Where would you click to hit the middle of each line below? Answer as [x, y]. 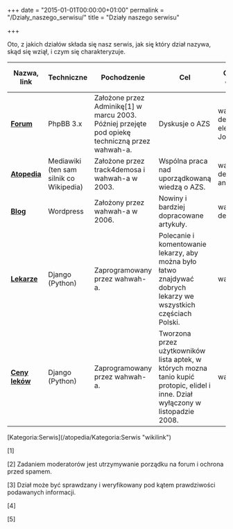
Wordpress [66, 211]
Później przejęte [120, 124]
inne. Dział [175, 394]
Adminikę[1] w [118, 106]
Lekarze [24, 279]
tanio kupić [176, 377]
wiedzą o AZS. [182, 187]
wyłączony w [180, 403]
